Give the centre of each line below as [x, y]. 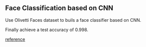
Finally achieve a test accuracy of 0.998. [47, 30]
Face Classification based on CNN [59, 8]
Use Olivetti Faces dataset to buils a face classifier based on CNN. [73, 20]
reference [15, 39]
